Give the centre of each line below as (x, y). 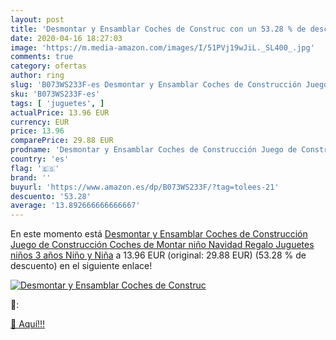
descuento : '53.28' (51, 196)
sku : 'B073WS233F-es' (55, 94)
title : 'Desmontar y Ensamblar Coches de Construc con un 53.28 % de (158, 29)
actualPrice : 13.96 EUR (60, 112)
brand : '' (31, 177)
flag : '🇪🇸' (35, 168)
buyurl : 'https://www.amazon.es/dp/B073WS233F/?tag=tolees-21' (145, 187)
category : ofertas (48, 66)
